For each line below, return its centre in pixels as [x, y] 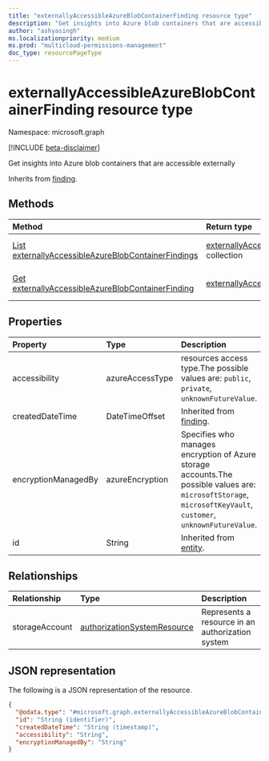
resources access [215, 358]
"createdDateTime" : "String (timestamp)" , [87, 727]
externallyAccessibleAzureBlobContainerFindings [105, 255]
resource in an [228, 622]
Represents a [226, 612]
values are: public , [216, 378]
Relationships [43, 576]
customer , [199, 515]
